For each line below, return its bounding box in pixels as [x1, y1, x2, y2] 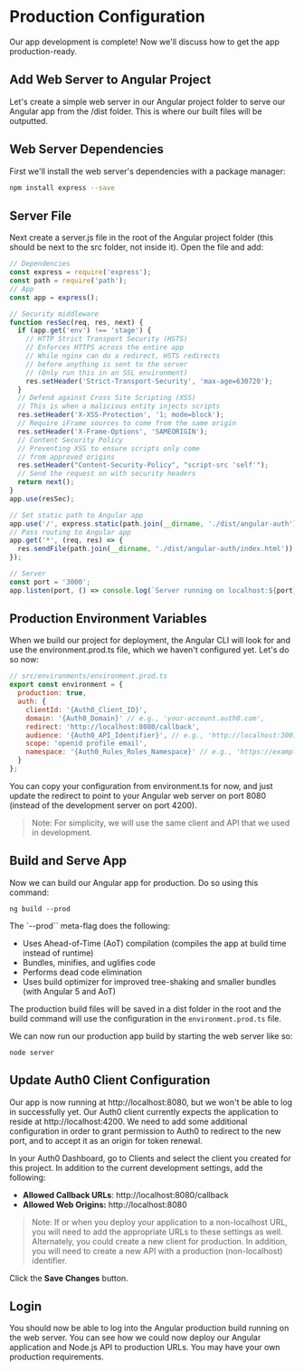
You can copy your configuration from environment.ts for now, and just [9, 780, 273, 791]
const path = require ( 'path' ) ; [9, 276, 128, 285]
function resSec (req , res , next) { [9, 318, 144, 327]
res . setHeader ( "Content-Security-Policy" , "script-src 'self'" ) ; [17, 461, 270, 470]
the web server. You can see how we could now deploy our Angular [9, 1332, 261, 1343]
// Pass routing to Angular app [9, 528, 131, 537]
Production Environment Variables [9, 611, 208, 626]
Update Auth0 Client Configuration [9, 1072, 211, 1088]
